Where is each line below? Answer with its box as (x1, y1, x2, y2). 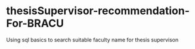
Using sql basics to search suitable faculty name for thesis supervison (6, 36, 179, 43)
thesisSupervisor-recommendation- (6, 4, 190, 18)
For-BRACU (6, 17, 64, 30)
